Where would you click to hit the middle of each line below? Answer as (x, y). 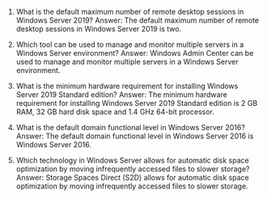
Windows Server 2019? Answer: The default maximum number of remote (138, 20)
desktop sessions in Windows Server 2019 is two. (99, 29)
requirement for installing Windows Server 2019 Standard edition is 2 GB (137, 103)
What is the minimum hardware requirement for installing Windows (127, 86)
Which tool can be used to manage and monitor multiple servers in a (130, 44)
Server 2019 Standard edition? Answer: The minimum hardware (122, 95)
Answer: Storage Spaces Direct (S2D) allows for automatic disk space (132, 178)
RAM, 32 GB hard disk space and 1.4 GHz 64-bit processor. (115, 112)
